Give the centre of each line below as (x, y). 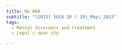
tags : (13, 22)
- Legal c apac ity (35, 33)
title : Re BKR (23, 11)
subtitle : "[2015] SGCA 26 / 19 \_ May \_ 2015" (61, 17)
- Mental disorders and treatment (53, 28)
